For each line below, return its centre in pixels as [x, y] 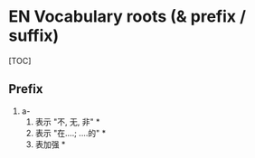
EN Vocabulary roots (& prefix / [127, 17]
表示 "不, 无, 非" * [67, 121]
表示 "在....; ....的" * [70, 133]
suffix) [34, 36]
